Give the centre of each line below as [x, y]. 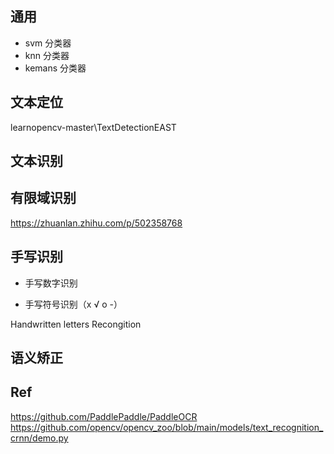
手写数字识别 [51, 283]
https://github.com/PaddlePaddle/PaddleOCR [104, 416]
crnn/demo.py [39, 438]
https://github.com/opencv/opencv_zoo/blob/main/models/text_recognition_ [167, 427]
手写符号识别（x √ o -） [73, 304]
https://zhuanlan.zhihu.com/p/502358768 [96, 223]
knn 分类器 [47, 55]
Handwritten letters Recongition [76, 324]
